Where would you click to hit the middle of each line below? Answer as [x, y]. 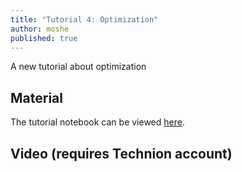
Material [36, 97]
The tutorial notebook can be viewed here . [97, 122]
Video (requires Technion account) [121, 153]
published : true [44, 38]
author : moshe [40, 29]
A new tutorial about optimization [78, 67]
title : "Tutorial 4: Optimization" [84, 19]
